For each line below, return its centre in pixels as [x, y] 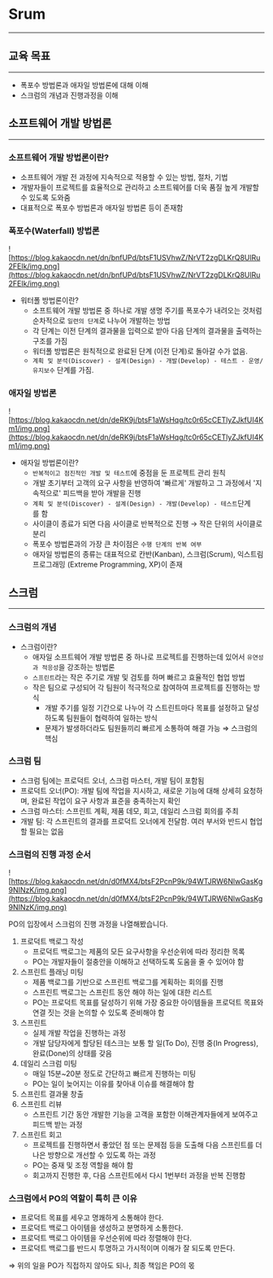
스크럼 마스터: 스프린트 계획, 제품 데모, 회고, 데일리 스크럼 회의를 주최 [129, 811]
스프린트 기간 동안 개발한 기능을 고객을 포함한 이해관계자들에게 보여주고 [145, 1114]
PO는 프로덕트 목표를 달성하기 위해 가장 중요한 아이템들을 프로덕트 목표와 [148, 1003]
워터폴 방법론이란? [49, 300]
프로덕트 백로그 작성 [52, 942]
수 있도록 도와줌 [45, 197]
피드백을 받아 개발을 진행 [102, 493]
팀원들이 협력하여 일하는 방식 [112, 718]
